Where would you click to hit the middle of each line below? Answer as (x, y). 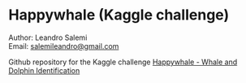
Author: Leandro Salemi (48, 37)
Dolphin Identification (44, 70)
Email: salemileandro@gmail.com (64, 46)
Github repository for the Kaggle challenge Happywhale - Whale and (123, 62)
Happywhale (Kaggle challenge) (119, 15)
